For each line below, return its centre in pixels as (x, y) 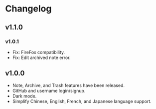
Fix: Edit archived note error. (41, 57)
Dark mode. (24, 96)
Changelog (28, 9)
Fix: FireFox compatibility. (39, 52)
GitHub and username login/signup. (49, 90)
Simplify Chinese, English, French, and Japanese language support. (82, 101)
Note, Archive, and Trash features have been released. (68, 85)
